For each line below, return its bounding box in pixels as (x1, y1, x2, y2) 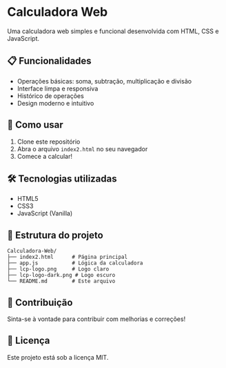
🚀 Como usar (7, 119, 63, 131)
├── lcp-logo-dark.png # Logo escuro (7, 272, 116, 279)
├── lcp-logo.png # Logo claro (7, 266, 110, 273)
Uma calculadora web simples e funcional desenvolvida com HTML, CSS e (7, 27, 219, 35)
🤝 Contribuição (7, 296, 73, 308)
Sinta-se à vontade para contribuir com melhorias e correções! (7, 315, 186, 323)
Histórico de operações (17, 91, 84, 100)
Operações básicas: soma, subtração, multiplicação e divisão (17, 77, 192, 85)
